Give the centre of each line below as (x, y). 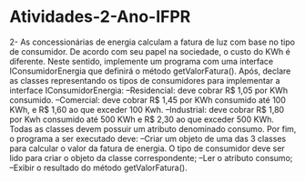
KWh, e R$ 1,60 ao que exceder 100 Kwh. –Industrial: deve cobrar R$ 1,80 (147, 109)
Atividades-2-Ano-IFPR (100, 17)
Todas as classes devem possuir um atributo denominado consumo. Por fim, (153, 128)
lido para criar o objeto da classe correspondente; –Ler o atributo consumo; (151, 157)
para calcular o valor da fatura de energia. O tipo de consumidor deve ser (147, 148)
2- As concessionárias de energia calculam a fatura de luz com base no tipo (152, 42)
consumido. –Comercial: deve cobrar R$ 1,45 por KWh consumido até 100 (148, 100)
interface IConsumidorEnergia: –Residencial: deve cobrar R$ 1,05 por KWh (149, 90)
